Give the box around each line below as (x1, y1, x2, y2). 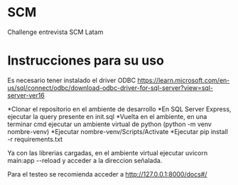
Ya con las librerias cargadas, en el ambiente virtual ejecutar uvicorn (7, 148, 208, 157)
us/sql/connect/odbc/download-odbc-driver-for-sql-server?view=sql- (7, 83, 213, 92)
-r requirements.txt (7, 135, 63, 143)
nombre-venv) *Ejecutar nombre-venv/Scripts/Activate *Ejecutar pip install (7, 127, 229, 135)
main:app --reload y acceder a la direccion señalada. (7, 156, 163, 164)
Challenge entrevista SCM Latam (7, 28, 104, 36)
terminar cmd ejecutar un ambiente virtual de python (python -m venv (7, 120, 212, 128)
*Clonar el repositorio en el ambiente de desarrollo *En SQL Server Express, (7, 104, 232, 113)
